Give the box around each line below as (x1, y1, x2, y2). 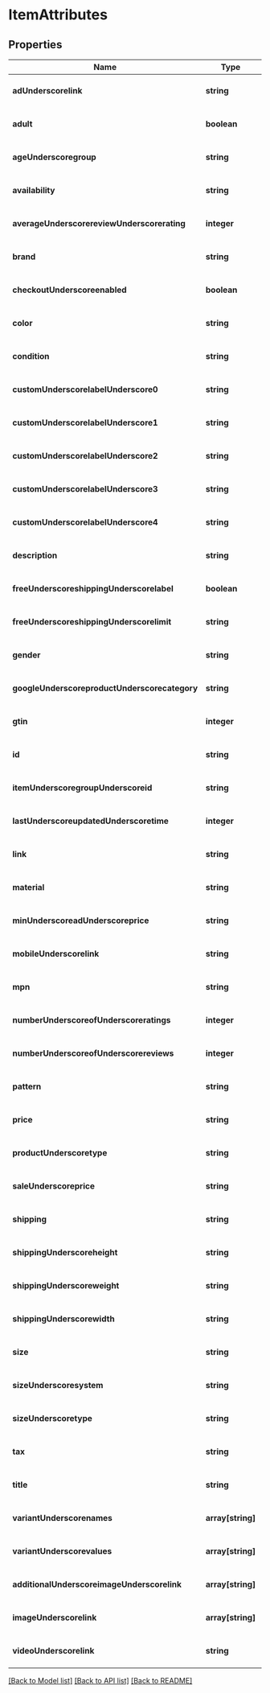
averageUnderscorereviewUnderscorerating (12, 218, 186, 229)
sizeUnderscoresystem (12, 1380, 104, 1390)
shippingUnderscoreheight (12, 1247, 118, 1258)
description (12, 550, 58, 561)
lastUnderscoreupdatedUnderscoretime (12, 815, 169, 826)
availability (12, 185, 55, 196)
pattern (12, 1081, 42, 1092)
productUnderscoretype (12, 1147, 108, 1158)
